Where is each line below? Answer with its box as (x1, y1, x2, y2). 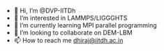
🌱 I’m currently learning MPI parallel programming (13, 21, 157, 29)
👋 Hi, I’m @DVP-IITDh (13, 7, 76, 14)
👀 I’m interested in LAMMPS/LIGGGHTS (13, 14, 128, 22)
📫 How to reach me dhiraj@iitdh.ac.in (13, 37, 124, 44)
